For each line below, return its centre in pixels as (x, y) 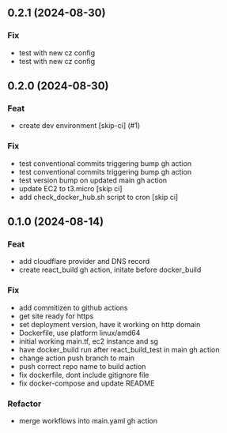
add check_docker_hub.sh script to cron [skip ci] (98, 197)
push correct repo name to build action (82, 366)
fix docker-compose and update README (87, 383)
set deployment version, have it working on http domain (110, 324)
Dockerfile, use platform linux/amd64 (79, 333)
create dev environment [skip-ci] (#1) (79, 126)
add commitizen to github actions (73, 307)
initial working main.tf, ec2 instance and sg (89, 341)
